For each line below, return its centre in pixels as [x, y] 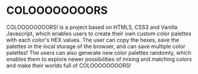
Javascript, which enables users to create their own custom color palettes [99, 33]
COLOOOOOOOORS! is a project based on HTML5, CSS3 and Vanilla [92, 27]
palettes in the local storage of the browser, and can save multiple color [96, 46]
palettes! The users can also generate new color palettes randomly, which [99, 52]
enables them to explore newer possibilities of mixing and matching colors [99, 59]
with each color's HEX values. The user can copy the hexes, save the [93, 40]
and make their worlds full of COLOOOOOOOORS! [69, 65]
